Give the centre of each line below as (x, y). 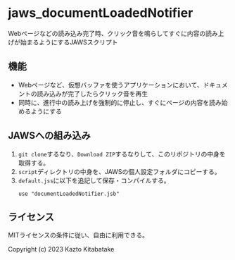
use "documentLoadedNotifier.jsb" (69, 194)
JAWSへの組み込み (49, 136)
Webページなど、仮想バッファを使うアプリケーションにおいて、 (110, 85)
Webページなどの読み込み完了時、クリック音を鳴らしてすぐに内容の (107, 33)
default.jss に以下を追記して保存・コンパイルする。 (94, 180)
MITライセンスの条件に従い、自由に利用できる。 (78, 235)
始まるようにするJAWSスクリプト (69, 42)
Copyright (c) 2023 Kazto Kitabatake (61, 249)
